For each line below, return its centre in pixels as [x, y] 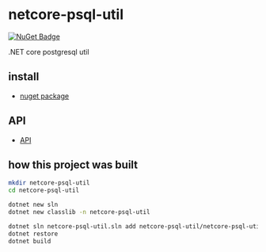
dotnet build [30, 241]
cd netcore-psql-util [44, 191]
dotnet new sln [33, 205]
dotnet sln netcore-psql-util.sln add [72, 226]
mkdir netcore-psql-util [49, 183]
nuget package [44, 96]
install [24, 77]
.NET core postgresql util [49, 52]
